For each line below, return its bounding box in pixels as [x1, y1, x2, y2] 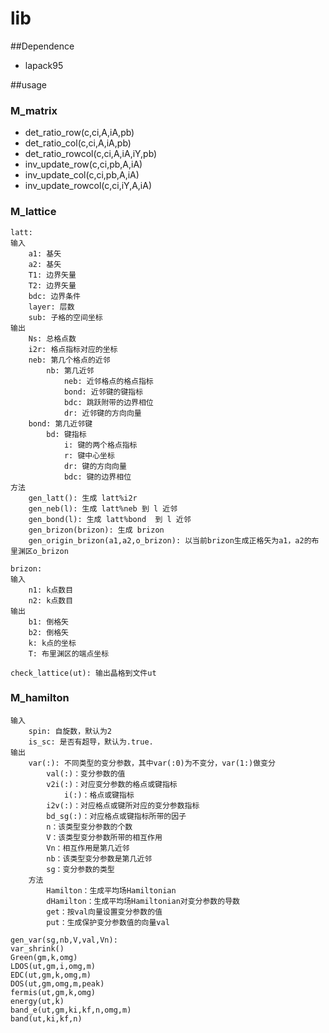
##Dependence [10, 40, 75, 52]
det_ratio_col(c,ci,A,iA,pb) [24, 137, 132, 149]
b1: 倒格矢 [28, 617, 69, 627]
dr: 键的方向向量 [63, 461, 127, 471]
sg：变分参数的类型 [46, 864, 115, 874]
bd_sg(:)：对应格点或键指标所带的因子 [46, 811, 187, 821]
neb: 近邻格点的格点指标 [63, 376, 154, 386]
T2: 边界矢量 [28, 280, 77, 291]
